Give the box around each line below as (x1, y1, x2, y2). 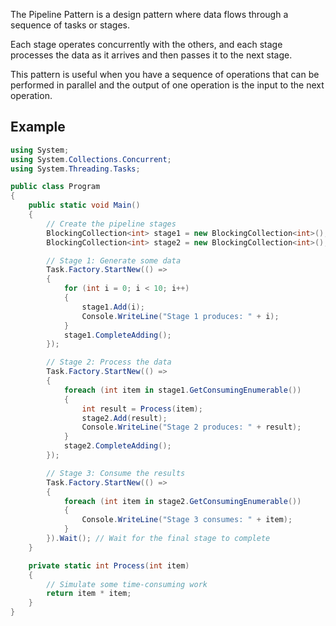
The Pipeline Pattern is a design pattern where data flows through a (10, 9, 289, 20)
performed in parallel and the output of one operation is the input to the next (10, 79, 325, 91)
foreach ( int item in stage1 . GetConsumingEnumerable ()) (63, 385, 302, 395)
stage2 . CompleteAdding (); (63, 441, 172, 451)
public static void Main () (28, 200, 141, 211)
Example (10, 119, 66, 136)
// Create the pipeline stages (46, 219, 177, 229)
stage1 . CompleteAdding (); (63, 330, 172, 340)
